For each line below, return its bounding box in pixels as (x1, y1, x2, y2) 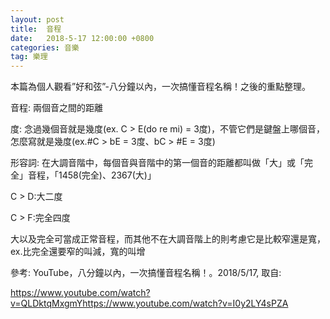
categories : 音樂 (10, 42, 80, 53)
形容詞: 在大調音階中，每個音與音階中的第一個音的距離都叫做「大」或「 (10, 157, 305, 169)
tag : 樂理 (10, 52, 48, 62)
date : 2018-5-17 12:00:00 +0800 (10, 33, 155, 43)
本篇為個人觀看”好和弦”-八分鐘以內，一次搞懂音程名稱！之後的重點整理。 (10, 81, 311, 93)
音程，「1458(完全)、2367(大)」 (27, 169, 157, 181)
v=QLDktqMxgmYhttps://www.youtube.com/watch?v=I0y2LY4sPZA (10, 297, 289, 310)
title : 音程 (10, 24, 62, 34)
